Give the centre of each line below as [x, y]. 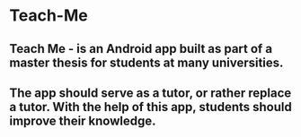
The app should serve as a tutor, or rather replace [150, 93]
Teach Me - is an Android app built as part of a [141, 49]
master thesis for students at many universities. [146, 62]
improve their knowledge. [83, 120]
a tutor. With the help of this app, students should [150, 107]
